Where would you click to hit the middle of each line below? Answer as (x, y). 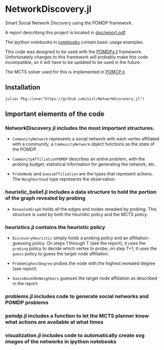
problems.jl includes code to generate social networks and (77, 296)
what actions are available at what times (54, 322)
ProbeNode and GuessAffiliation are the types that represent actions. (82, 174)
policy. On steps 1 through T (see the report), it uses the (89, 243)
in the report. (25, 284)
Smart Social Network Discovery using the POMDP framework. (69, 23)
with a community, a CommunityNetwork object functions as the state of (83, 144)
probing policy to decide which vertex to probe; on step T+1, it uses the (84, 248)
